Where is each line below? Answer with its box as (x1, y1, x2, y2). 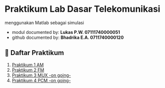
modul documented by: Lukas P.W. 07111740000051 (11, 29, 120, 35)
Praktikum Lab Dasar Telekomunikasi (4, 3, 161, 15)
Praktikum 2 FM (11, 67, 45, 73)
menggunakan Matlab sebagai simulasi (4, 20, 85, 26)
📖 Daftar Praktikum (4, 49, 64, 57)
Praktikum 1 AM (11, 61, 44, 67)
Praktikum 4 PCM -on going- (11, 77, 71, 83)
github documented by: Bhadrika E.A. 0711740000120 (11, 34, 124, 40)
